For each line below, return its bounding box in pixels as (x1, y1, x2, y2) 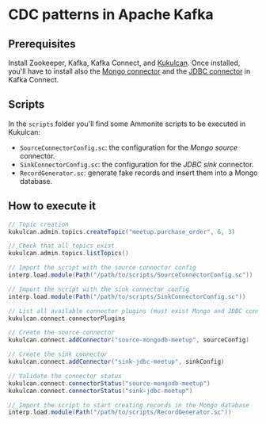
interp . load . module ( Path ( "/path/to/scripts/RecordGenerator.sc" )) (8, 408, 232, 417)
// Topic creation (8, 220, 69, 228)
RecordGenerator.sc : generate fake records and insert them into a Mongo (19, 168, 258, 178)
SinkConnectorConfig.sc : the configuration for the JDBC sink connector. (19, 159, 254, 169)
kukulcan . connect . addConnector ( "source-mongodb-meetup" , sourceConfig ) (8, 336, 249, 344)
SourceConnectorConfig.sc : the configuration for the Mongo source (19, 143, 238, 152)
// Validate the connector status (8, 372, 123, 380)
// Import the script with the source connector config (8, 264, 196, 272)
